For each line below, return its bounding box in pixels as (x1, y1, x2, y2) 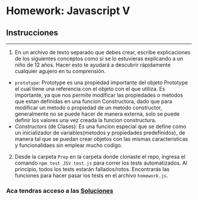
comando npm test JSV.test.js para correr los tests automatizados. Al (14, 159, 187, 166)
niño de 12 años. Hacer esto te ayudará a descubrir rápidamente (14, 61, 171, 68)
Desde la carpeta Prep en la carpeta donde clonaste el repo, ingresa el (14, 153, 186, 160)
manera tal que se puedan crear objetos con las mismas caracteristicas (14, 136, 189, 142)
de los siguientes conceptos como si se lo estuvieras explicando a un (14, 55, 184, 62)
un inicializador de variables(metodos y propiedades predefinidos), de (14, 129, 186, 136)
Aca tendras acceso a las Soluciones (6, 186, 114, 195)
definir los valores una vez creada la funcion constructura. (14, 117, 157, 123)
